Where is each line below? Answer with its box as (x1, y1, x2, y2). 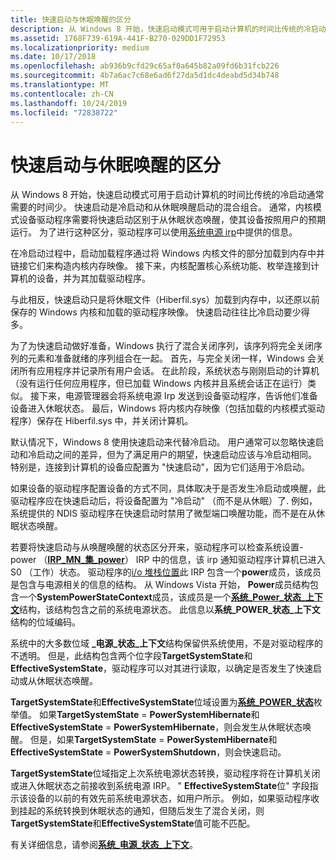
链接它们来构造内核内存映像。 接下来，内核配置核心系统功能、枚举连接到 (10, 260, 311, 272)
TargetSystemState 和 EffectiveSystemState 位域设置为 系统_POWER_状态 (10, 696, 314, 708)
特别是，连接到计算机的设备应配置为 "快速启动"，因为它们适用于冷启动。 (10, 461, 310, 473)
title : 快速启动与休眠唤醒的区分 (10, 14, 132, 25)
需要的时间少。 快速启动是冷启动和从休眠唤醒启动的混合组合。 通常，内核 (10, 201, 313, 213)
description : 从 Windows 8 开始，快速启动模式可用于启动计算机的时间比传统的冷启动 (10, 24, 327, 34)
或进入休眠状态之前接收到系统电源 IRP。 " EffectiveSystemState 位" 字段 (10, 780, 310, 792)
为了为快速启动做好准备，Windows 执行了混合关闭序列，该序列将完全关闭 (10, 340, 314, 352)
